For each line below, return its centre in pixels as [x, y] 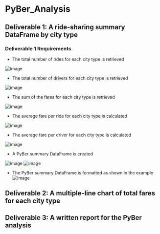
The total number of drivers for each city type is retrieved [70, 78]
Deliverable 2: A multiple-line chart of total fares [80, 193]
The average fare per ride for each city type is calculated [69, 116]
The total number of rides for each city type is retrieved [68, 59]
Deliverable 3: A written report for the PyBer [73, 218]
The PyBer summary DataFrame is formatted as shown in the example [82, 172]
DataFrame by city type [42, 34]
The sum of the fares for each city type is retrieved [63, 97]
